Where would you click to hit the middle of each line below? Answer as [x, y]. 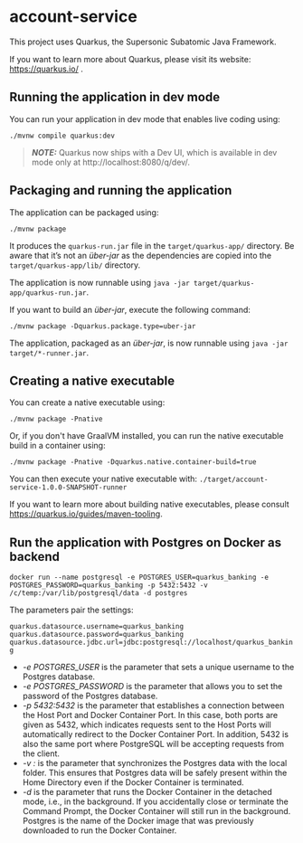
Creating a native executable [92, 380]
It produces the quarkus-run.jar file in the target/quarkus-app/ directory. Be [152, 245]
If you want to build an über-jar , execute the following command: [130, 309]
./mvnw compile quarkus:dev [62, 136]
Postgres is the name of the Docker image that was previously [138, 821]
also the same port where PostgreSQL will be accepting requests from [153, 744]
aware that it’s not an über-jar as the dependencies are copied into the [141, 255]
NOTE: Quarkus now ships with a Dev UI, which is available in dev [154, 152]
